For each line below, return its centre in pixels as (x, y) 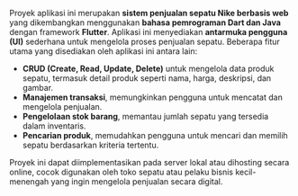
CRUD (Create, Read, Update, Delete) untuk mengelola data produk (148, 68)
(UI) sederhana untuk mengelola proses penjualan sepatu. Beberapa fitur (145, 41)
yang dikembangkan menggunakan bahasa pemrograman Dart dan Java (145, 22)
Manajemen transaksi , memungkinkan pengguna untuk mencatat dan (153, 97)
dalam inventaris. (54, 126)
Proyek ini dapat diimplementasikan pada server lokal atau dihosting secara (149, 162)
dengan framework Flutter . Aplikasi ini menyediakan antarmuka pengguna (149, 32)
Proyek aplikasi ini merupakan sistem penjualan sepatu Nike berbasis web (149, 13)
